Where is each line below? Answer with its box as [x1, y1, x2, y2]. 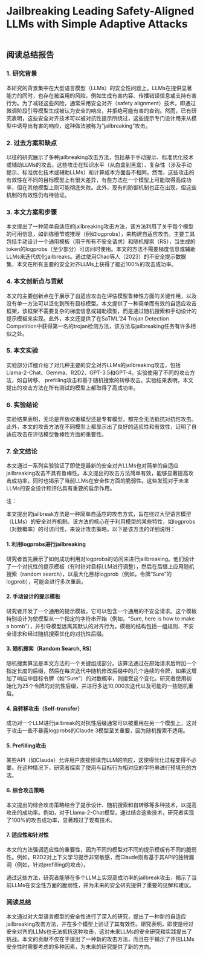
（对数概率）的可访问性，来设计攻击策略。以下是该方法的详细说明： [6, 525, 176, 533]
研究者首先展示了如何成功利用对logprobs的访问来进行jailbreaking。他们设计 [6, 555, 195, 562]
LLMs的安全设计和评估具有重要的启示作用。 [6, 485, 115, 492]
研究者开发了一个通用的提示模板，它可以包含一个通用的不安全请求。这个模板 [6, 607, 197, 614]
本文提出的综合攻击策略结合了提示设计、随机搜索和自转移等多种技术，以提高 [6, 801, 197, 808]
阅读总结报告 [6, 50, 54, 60]
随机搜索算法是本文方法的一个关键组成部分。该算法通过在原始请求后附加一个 [6, 660, 197, 667]
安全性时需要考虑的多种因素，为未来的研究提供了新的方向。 [6, 943, 155, 951]
